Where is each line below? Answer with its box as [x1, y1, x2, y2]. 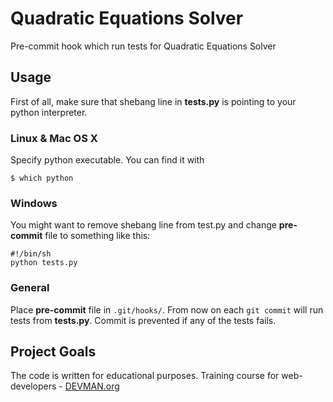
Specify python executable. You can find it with [10, 154, 205, 166]
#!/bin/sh [10, 249, 52, 259]
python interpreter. [10, 106, 88, 118]
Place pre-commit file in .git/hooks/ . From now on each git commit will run [10, 303, 324, 316]
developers [10, 380, 57, 392]
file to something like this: [44, 230, 151, 242]
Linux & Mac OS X [10, 131, 98, 145]
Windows [10, 196, 58, 210]
